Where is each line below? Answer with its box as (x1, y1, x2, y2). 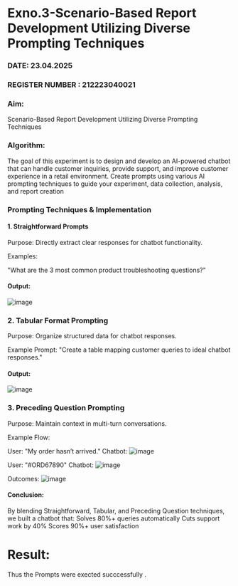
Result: (7, 547, 50, 563)
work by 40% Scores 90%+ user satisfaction (7, 521, 139, 530)
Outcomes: (7, 474, 40, 483)
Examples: (7, 251, 38, 261)
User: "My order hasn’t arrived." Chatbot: (7, 446, 128, 455)
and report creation (7, 187, 64, 195)
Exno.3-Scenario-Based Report (7, 5, 197, 21)
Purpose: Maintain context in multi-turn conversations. (7, 419, 167, 428)
